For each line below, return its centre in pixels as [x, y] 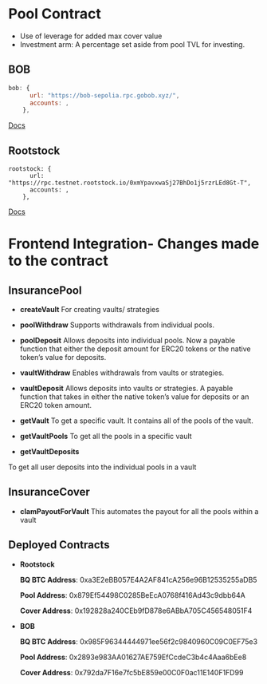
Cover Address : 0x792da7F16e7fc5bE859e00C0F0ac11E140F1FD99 [132, 672]
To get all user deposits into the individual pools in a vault [102, 467]
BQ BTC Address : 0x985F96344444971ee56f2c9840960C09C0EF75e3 [138, 641]
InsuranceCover [49, 492]
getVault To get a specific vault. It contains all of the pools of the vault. [136, 421]
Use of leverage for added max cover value [91, 36]
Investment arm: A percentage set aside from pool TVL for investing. [132, 44]
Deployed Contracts [59, 545]
